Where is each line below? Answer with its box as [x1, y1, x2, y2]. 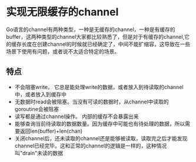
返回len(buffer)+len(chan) [19, 127, 83, 134]
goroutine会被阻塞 [14, 105, 59, 112]
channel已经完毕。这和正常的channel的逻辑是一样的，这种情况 [14, 142, 167, 149]
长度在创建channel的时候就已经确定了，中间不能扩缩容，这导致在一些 [21, 41, 191, 48]
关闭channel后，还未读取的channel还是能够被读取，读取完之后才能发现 [14, 134, 188, 141]
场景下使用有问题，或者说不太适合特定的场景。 [6, 48, 119, 55]
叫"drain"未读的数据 [14, 149, 64, 156]
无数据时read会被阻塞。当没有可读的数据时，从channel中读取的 [14, 98, 169, 105]
